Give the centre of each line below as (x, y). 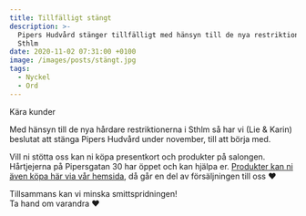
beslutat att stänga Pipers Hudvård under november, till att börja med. (140, 139)
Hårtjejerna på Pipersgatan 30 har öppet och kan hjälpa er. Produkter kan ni (151, 166)
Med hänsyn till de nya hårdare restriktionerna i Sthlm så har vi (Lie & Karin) (151, 129)
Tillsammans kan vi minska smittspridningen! (93, 193)
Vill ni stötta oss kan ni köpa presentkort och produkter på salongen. (138, 157)
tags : (20, 69)
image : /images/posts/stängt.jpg (73, 60)
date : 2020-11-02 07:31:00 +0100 (73, 52)
